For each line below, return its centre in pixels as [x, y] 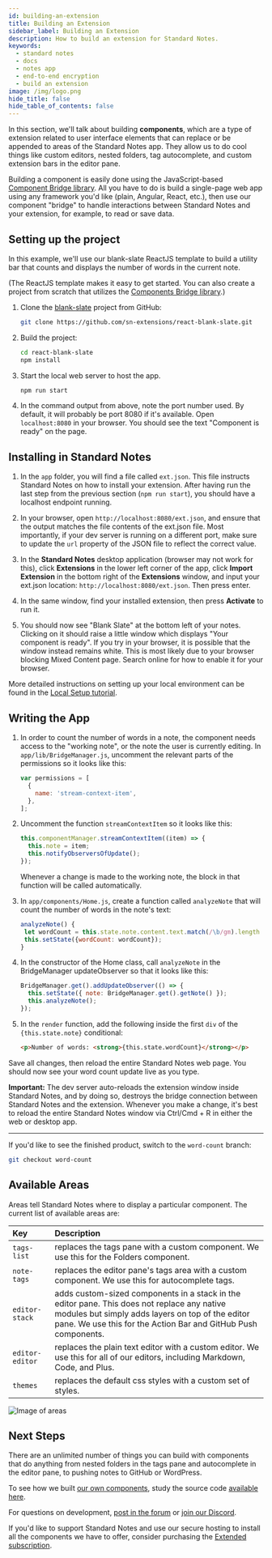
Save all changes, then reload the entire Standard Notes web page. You [127, 1062]
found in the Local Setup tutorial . [63, 692]
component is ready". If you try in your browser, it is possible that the [135, 643]
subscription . [30, 1545]
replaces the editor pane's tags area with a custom [151, 1270]
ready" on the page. [53, 432]
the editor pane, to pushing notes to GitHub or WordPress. [105, 1473]
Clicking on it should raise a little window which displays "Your [124, 634]
